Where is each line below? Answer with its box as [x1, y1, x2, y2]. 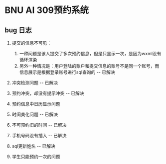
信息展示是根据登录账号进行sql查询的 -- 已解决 [19, 69, 115, 75]
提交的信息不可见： [11, 40, 52, 46]
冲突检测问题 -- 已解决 [11, 80, 58, 85]
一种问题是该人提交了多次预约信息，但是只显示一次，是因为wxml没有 [19, 51, 162, 56]
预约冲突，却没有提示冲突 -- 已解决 [11, 90, 84, 96]
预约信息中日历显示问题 [11, 101, 60, 107]
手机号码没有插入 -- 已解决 [11, 133, 67, 138]
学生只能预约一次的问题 [11, 154, 60, 160]
